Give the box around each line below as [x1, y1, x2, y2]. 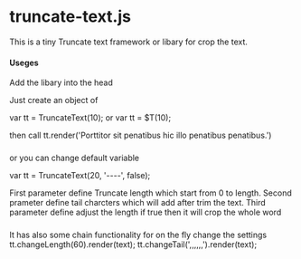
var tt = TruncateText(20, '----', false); [9, 170, 151, 181]
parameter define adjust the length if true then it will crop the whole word [9, 206, 282, 218]
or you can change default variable [9, 152, 140, 164]
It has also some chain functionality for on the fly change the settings [9, 229, 268, 240]
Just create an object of [9, 95, 99, 106]
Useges [9, 57, 39, 68]
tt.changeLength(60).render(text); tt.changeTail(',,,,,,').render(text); [9, 238, 258, 250]
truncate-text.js [9, 6, 131, 27]
